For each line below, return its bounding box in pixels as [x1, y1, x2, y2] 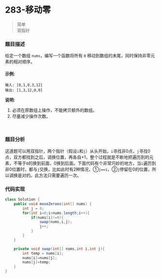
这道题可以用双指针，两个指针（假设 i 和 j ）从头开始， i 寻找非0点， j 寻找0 [5, 148, 151, 154]
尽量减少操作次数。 [12, 114, 51, 119]
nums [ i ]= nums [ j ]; [22, 255, 57, 260]
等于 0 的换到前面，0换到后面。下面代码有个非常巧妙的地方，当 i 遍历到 [17, 160, 156, 166]
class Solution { [5, 197, 40, 202]
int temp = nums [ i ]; [22, 251, 64, 256]
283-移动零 [5, 4, 51, 16]
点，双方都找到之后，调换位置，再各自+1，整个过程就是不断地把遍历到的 [5, 154, 149, 160]
